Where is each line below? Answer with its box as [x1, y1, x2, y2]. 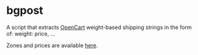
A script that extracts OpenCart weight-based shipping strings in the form [6, 24, 192, 31]
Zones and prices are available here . [6, 42, 98, 49]
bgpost [6, 4, 44, 18]
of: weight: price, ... [6, 30, 56, 37]
